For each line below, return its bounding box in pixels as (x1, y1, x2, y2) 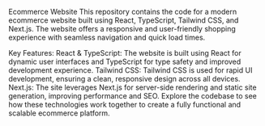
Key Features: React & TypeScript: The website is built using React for (8, 48, 241, 57)
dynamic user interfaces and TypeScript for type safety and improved (8, 57, 241, 66)
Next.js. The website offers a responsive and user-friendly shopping (8, 24, 237, 33)
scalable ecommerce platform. (8, 108, 111, 118)
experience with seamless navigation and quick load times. (8, 32, 206, 42)
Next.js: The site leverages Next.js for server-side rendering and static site (8, 82, 257, 92)
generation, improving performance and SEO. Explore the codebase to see (8, 91, 258, 100)
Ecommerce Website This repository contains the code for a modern (8, 7, 237, 16)
